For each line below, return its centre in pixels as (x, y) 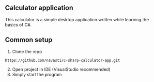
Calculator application (39, 8)
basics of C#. (18, 25)
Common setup (29, 40)
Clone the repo (27, 51)
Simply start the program (37, 74)
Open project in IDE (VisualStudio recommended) (61, 69)
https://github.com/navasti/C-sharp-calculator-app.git (62, 60)
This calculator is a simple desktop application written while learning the (77, 19)
